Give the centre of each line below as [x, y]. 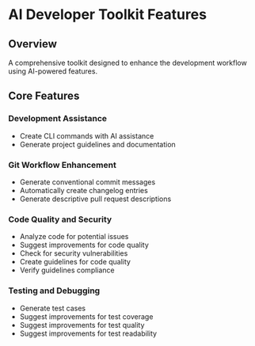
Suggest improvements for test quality [82, 325]
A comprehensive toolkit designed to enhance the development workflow [127, 63]
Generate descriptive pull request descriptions [95, 199]
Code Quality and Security [60, 219]
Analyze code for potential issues [74, 237]
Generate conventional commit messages [88, 182]
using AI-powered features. [53, 71]
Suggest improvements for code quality [84, 245]
